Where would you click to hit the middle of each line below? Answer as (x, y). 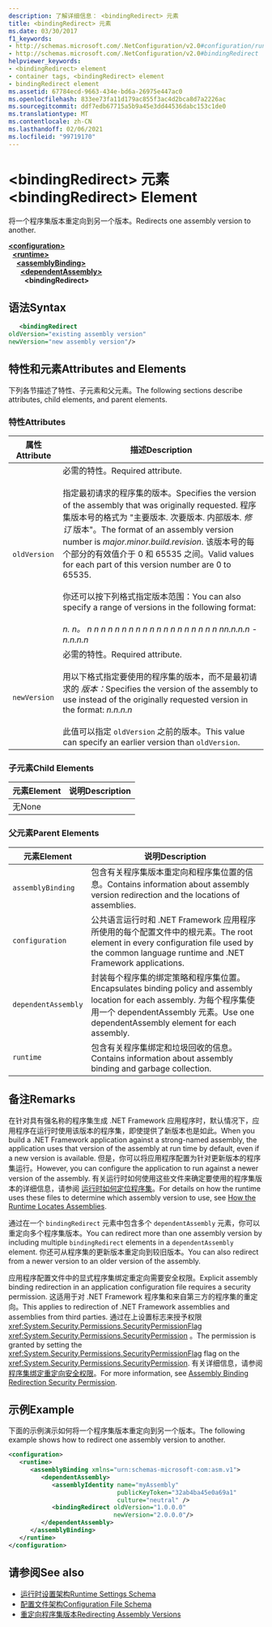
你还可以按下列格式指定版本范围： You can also (152, 597)
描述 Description (161, 450)
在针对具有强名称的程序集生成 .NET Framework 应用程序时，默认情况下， (130, 1120)
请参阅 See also (47, 1573)
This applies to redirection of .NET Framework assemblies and (126, 1306)
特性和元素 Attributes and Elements (98, 369)
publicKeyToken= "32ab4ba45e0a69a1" (177, 1492)
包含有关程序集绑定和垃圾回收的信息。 (164, 1047)
